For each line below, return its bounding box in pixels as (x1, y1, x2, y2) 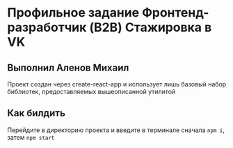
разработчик (7, 19, 87, 35)
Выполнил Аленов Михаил (7, 62, 129, 73)
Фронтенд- (141, 5, 209, 21)
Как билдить (7, 107, 66, 119)
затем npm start (7, 133, 55, 141)
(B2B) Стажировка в (89, 19, 212, 35)
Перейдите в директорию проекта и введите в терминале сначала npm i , (7, 126, 225, 134)
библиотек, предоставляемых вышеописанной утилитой (7, 88, 176, 95)
